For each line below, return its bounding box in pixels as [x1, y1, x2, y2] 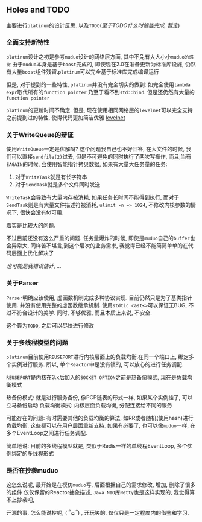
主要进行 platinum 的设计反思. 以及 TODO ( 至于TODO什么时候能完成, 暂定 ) [6, 21, 180, 29]
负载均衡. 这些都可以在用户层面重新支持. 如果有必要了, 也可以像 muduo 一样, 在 [6, 422, 196, 429]
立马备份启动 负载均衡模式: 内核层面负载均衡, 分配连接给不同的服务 [6, 401, 172, 409]
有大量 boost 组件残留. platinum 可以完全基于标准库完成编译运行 [6, 68, 160, 75]
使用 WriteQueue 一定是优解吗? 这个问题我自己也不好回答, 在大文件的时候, [6, 145, 185, 153]
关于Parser [6, 279, 39, 287]
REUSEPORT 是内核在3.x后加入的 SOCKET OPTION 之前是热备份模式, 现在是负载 [6, 374, 188, 381]
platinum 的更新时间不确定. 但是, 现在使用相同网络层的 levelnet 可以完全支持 [6, 107, 193, 114]
